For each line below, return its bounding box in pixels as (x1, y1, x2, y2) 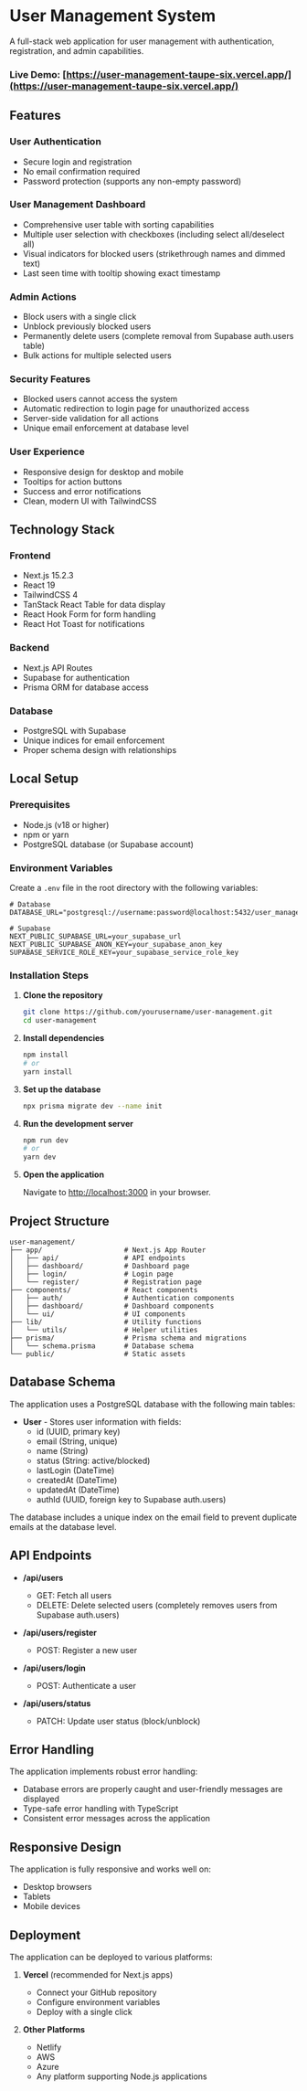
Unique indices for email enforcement (22, 735, 165, 746)
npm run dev (22, 1135, 69, 1145)
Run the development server (22, 1118, 134, 1129)
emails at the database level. (9, 1521, 117, 1532)
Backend (9, 642, 50, 654)
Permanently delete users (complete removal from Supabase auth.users (22, 331, 294, 342)
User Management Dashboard (9, 198, 146, 211)
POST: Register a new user (36, 1644, 138, 1655)
